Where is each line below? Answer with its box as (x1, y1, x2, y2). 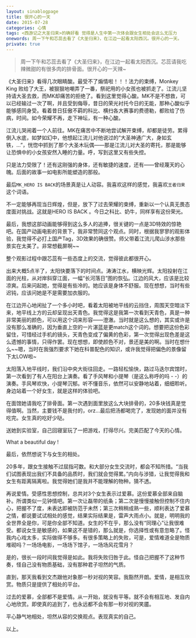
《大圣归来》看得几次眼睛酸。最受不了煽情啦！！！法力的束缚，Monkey (6, 77, 179, 85)
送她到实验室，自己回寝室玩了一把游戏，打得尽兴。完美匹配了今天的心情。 (6, 427, 185, 434)
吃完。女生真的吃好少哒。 (6, 414, 68, 421)
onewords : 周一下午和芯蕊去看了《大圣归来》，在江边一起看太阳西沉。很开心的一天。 (6, 36, 182, 42)
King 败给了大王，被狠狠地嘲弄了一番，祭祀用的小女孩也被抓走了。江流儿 (6, 85, 182, 92)
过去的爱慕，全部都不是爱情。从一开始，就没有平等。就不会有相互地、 (6, 593, 175, 600)
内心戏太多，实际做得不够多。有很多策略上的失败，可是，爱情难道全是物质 (10, 534, 190, 541)
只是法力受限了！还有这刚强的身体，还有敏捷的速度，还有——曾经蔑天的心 (6, 161, 185, 168)
